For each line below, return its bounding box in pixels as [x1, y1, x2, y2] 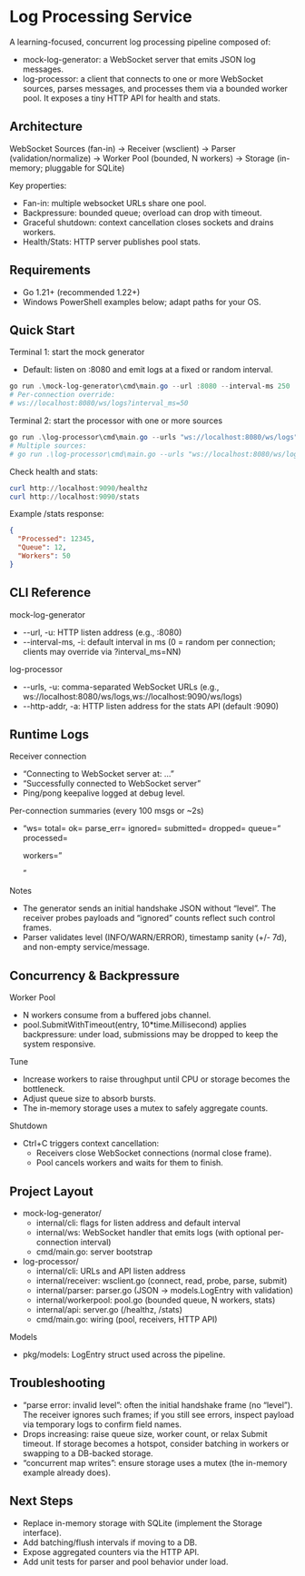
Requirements [9, 263, 91, 278]
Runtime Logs [9, 727, 89, 742]
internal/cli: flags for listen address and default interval [35, 1217, 241, 1228]
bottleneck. [22, 1084, 65, 1095]
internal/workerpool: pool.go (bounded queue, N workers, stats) [35, 1294, 276, 1305]
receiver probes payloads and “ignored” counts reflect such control [22, 913, 276, 924]
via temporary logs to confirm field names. [22, 1419, 182, 1430]
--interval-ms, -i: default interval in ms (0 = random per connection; [22, 636, 276, 647]
